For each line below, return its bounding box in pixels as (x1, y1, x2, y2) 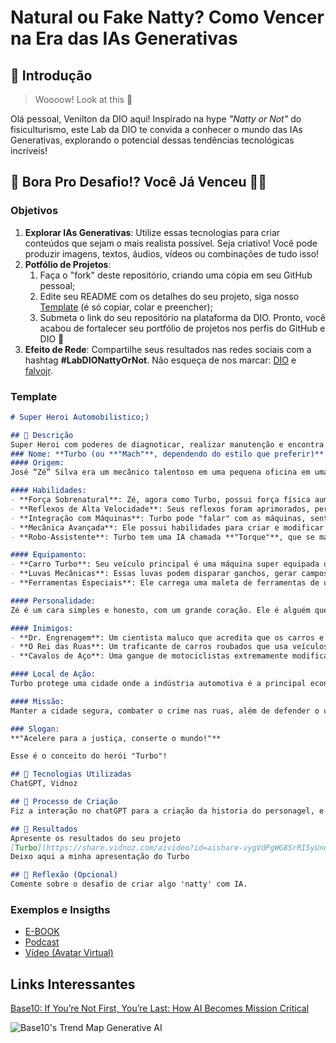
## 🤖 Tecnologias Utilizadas (10, 769, 132, 780)
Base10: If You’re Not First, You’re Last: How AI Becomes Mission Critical (10, 1002, 310, 1015)
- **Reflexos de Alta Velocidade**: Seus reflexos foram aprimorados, (10, 504, 311, 514)
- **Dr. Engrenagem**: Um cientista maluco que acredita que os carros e (10, 632, 325, 643)
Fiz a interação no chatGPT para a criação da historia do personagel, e (10, 806, 325, 816)
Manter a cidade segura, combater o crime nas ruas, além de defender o (10, 706, 320, 716)
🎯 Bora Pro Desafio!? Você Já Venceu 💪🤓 (10, 174, 268, 191)
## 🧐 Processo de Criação (10, 797, 118, 807)
